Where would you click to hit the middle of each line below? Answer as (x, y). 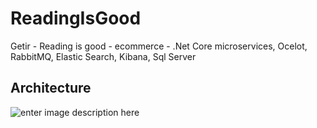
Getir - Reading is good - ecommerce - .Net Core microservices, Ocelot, (159, 46)
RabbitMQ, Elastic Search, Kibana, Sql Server (103, 56)
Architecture (51, 88)
